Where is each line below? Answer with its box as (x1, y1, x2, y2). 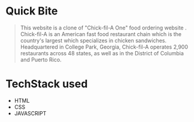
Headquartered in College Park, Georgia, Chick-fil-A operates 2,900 (20, 43, 189, 50)
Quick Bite (5, 4, 58, 18)
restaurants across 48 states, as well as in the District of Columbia (20, 49, 184, 56)
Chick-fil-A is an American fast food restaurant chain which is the (20, 30, 182, 37)
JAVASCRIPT (14, 109, 47, 117)
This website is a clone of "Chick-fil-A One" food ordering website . (20, 24, 187, 31)
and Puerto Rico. (20, 56, 62, 63)
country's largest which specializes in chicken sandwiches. (20, 37, 167, 44)
